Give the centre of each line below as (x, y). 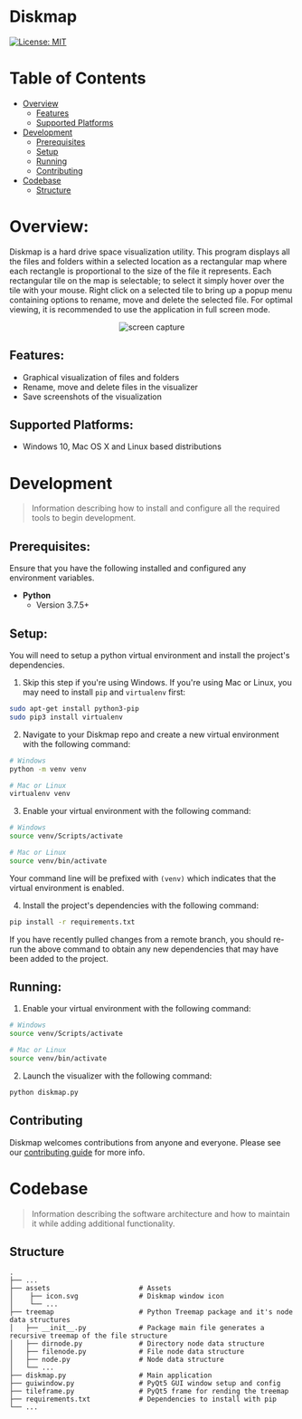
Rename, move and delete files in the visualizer (110, 387)
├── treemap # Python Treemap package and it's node (151, 1312)
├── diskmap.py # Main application (111, 1376)
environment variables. (52, 578)
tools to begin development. (84, 518)
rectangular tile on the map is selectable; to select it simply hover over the (147, 280)
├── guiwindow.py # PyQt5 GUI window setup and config (145, 1384)
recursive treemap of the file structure (89, 1336)
